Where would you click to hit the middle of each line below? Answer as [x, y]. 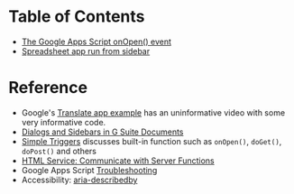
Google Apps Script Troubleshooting [89, 170]
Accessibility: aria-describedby [79, 180]
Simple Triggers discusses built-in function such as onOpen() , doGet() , [152, 141]
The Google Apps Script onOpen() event [96, 42]
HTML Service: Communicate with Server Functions [118, 161]
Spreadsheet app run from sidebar [86, 51]
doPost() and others [59, 151]
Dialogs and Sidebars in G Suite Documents [102, 132]
